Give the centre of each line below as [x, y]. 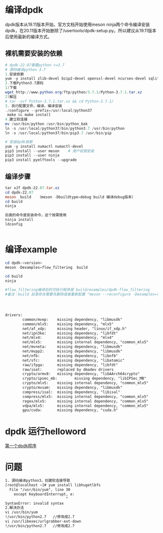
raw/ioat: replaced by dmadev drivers [68, 369]
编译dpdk [24, 10]
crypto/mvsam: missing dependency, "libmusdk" [73, 388]
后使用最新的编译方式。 [28, 37]
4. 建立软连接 [16, 119]
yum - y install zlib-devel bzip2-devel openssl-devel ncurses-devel [76, 79]
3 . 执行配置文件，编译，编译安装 [33, 106]
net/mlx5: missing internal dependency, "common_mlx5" [86, 342]
